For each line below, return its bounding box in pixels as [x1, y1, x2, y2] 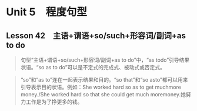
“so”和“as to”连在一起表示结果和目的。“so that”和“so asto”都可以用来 [20, 76, 188, 83]
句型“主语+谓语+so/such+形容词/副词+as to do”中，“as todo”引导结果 [20, 56, 190, 63]
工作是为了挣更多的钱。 [25, 98, 83, 105]
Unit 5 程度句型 [6, 5, 87, 19]
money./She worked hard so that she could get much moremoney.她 [20, 91, 186, 97]
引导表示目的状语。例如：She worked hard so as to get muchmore [20, 83, 181, 90]
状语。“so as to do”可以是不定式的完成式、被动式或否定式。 [20, 64, 166, 70]
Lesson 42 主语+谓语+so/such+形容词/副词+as [6, 31, 186, 41]
